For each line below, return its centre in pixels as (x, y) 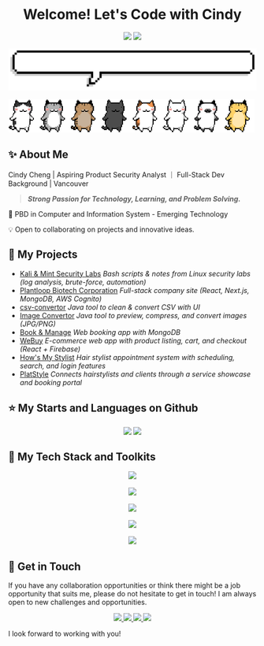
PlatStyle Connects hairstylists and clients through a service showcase (135, 374)
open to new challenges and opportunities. (78, 602)
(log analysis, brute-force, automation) (83, 282)
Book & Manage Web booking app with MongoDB (100, 332)
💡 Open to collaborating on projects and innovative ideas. (101, 229)
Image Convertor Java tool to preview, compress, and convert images (133, 315)
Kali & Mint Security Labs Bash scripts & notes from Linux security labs (135, 273)
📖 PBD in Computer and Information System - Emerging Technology (118, 213)
